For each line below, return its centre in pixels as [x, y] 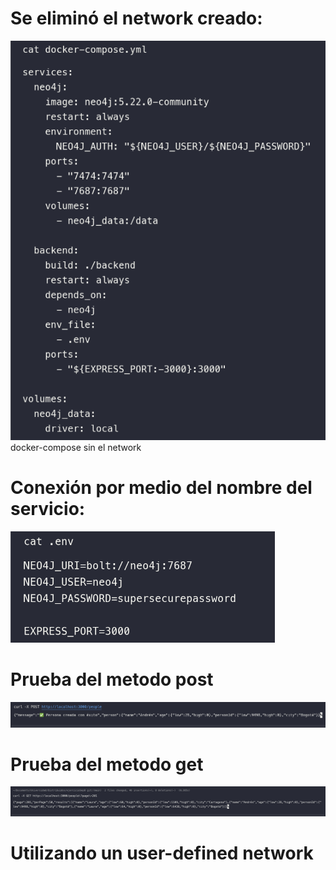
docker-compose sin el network [76, 447]
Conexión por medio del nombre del [161, 487]
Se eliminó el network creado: [136, 18]
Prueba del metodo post [112, 679]
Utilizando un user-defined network [162, 853]
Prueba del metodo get [107, 764]
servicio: [48, 508]
